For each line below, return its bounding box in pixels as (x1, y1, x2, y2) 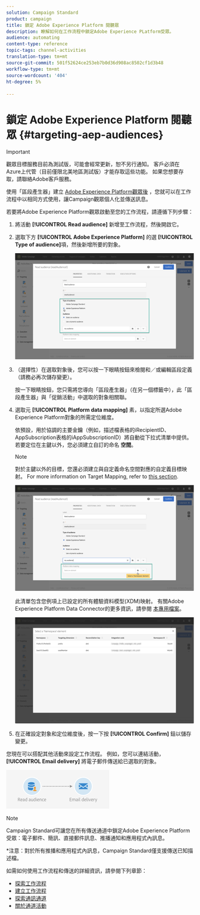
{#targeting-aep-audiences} (18, 128, 164, 142)
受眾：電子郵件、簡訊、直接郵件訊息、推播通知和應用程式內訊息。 (6, 834, 168, 841)
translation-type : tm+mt (6, 54, 68, 60)
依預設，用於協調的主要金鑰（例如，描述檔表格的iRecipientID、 (14, 426, 170, 433)
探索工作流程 (14, 879, 46, 887)
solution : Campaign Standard (6, 10, 79, 15)
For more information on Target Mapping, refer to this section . (26, 472, 179, 480)
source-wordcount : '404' (6, 72, 68, 79)
